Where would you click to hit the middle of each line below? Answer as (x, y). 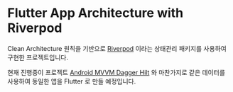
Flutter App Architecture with (96, 13)
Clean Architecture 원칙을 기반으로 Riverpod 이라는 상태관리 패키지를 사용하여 (117, 48)
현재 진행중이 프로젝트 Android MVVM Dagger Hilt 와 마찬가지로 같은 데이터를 (116, 72)
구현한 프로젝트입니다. (38, 57)
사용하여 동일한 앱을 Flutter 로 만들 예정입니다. (72, 81)
